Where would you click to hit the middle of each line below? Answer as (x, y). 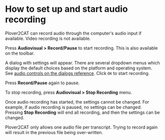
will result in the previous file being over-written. (54, 132)
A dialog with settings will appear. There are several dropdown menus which (82, 63)
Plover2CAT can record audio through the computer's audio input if (73, 33)
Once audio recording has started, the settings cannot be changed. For (77, 102)
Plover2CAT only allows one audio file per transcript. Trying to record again (82, 127)
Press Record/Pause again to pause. (42, 83)
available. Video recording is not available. (48, 38)
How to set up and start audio (66, 9)
